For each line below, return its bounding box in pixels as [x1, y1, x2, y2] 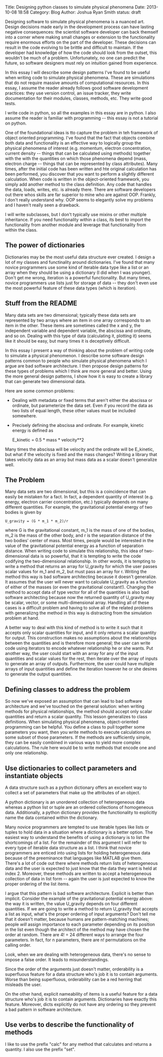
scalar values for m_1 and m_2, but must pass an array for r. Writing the [5, 569, 147, 575]
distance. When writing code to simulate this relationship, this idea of [5, 548, 144, 554]
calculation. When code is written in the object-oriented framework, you [5, 176, 149, 182]
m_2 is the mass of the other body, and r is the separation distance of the [5, 532, 152, 538]
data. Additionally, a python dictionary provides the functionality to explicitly [5, 810, 157, 816]
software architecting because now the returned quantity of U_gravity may [5, 595, 154, 601]
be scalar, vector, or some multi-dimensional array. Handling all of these [5, 600, 149, 605]
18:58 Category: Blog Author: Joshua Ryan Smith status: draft [18, 9, 141, 15]
